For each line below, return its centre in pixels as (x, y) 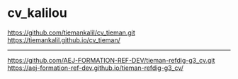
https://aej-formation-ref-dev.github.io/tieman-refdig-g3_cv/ (96, 68)
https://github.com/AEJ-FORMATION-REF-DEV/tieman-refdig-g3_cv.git (111, 60)
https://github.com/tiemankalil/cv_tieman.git (72, 32)
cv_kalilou (37, 13)
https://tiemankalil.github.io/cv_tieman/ (64, 39)
